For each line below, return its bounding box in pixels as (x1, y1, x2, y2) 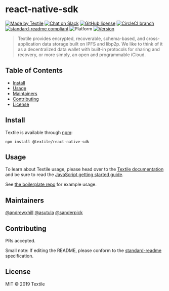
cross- (146, 35, 160, 41)
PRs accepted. (5, 238, 36, 243)
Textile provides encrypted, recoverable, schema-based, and (17, 35, 145, 41)
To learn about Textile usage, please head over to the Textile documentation (5, 166, 164, 173)
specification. (5, 253, 34, 259)
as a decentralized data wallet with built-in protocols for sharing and (17, 46, 160, 52)
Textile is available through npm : (5, 129, 73, 135)
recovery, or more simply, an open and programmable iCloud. (17, 52, 146, 58)
